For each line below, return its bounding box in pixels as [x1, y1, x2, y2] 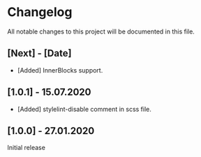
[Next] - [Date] [7, 47, 72, 59]
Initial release [7, 144, 45, 152]
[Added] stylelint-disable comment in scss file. [17, 105, 152, 113]
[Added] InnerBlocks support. [17, 66, 103, 74]
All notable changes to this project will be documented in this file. [7, 27, 195, 36]
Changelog [7, 4, 73, 20]
